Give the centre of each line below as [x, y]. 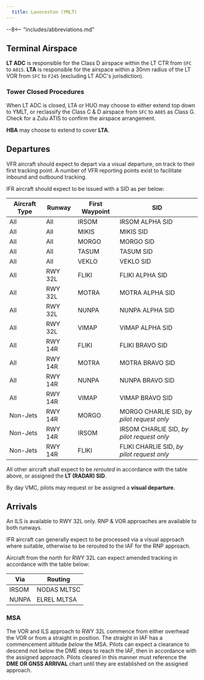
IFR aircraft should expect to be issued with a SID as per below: [86, 188]
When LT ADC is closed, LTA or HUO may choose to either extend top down [101, 105]
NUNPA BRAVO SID [147, 380]
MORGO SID [137, 242]
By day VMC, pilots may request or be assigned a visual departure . [91, 487]
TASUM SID [136, 251]
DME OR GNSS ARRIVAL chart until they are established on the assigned [97, 664]
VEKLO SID [135, 261]
